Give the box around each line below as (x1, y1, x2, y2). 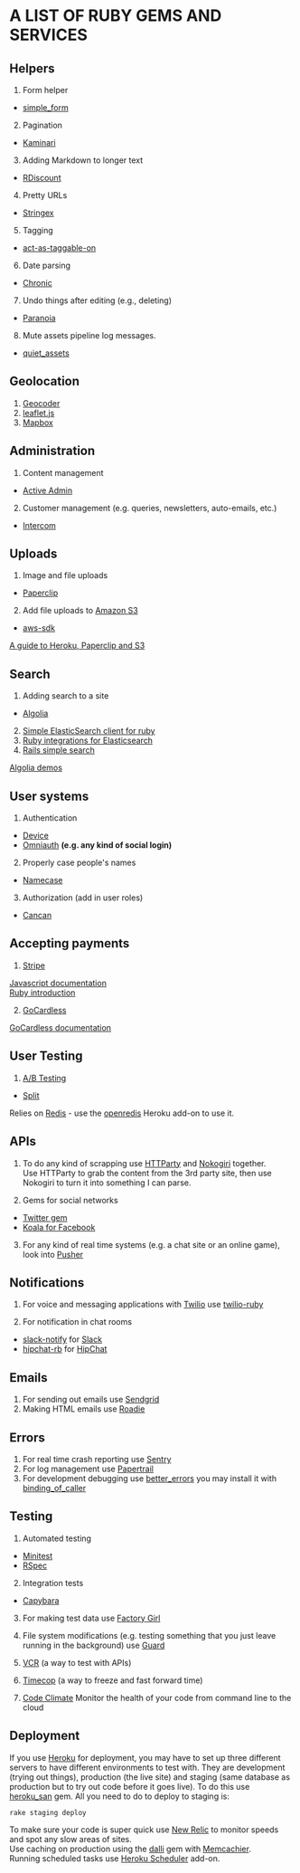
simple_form (22, 102, 70, 113)
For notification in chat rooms (22, 1317, 133, 1327)
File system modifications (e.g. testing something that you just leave (22, 1630, 277, 1640)
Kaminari (22, 138, 56, 147)
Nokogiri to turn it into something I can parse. (22, 1177, 192, 1188)
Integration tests (22, 1577, 84, 1588)
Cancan (22, 910, 52, 921)
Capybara (22, 1594, 60, 1606)
